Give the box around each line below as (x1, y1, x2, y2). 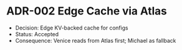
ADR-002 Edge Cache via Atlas (6, 4, 167, 18)
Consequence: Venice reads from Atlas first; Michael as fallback (15, 37, 177, 44)
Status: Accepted (15, 30, 59, 37)
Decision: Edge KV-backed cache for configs (15, 24, 128, 31)
